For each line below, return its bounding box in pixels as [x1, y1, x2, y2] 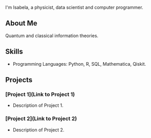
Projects [5, 76, 33, 85]
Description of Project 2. [12, 127, 64, 133]
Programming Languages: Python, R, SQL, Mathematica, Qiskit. [12, 61, 146, 67]
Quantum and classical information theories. [5, 33, 99, 39]
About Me [5, 19, 37, 27]
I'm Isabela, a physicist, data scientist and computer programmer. [5, 5, 143, 10]
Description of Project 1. [12, 102, 64, 108]
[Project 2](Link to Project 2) [5, 115, 77, 122]
